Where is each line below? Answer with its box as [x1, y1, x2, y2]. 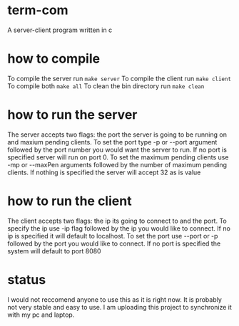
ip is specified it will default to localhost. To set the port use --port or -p [7, 231, 218, 240]
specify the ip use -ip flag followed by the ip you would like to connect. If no [7, 224, 230, 233]
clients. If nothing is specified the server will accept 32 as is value [7, 168, 201, 177]
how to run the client [7, 193, 132, 209]
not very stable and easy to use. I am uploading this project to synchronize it [7, 303, 232, 311]
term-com [7, 2, 69, 19]
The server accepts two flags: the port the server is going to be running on [7, 130, 227, 139]
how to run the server [7, 107, 138, 123]
